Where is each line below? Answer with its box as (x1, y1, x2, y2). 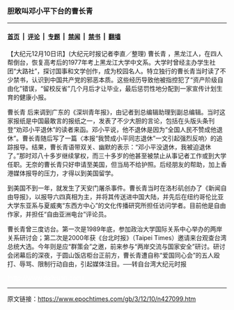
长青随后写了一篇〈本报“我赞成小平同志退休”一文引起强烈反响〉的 (28, 134, 217, 142)
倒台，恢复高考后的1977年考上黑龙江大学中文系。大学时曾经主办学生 (13, 58, 210, 66)
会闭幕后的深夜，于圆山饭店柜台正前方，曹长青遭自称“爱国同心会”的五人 (7, 251, 214, 259)
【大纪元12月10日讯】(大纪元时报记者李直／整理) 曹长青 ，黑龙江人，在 (7, 49, 211, 57)
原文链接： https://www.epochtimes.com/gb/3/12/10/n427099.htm (7, 295, 196, 303)
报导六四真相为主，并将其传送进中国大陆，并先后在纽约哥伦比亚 (40, 192, 224, 200)
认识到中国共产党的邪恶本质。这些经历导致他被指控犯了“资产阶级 (31, 75, 218, 84)
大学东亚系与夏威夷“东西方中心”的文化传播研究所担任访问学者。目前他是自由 (7, 201, 226, 209)
